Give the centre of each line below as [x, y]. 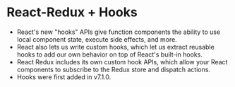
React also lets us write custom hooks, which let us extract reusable [115, 47]
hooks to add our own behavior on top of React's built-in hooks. [109, 54]
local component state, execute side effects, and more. [97, 39]
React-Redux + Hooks [72, 12]
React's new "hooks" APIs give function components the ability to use [119, 32]
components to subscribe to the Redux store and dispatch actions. [114, 69]
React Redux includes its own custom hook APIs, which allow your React [122, 62]
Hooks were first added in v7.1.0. [64, 77]
